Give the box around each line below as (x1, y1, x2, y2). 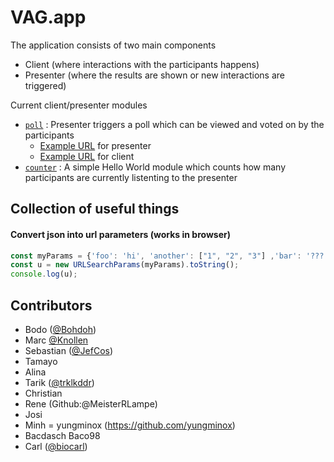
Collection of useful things (10, 201, 180, 218)
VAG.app (10, 6, 87, 29)
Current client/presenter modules (10, 99, 148, 111)
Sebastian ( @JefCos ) (24, 344, 114, 356)
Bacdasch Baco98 (24, 429, 101, 441)
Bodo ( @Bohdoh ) (24, 323, 97, 335)
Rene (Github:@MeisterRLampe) (24, 397, 158, 410)
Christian (24, 387, 63, 399)
